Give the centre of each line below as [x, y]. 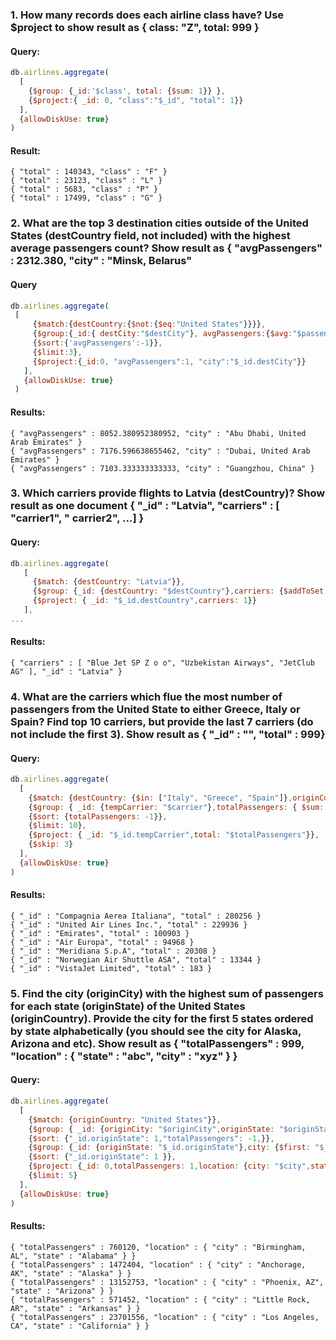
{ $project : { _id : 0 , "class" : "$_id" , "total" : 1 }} [136, 100]
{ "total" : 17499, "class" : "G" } [86, 198]
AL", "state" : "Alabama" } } [73, 1256]
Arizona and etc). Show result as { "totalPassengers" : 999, [157, 1043]
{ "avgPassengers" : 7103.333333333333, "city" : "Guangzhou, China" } [162, 468]
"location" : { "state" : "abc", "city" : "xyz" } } [124, 1056]
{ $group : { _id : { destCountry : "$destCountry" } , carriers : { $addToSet [178, 591]
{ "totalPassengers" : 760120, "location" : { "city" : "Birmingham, [158, 1247]
